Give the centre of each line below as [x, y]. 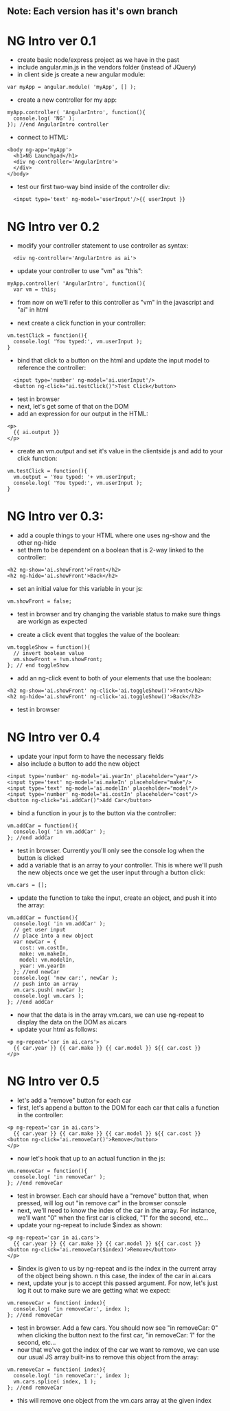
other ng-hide [37, 543]
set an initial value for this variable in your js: [80, 589]
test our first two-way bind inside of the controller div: [93, 187]
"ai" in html [33, 310]
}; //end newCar [36, 972]
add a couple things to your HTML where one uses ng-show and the [114, 535]
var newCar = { [35, 942]
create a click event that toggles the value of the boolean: [99, 635]
